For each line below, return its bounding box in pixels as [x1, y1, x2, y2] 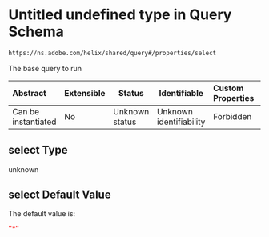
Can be [12, 106, 40, 117]
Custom [213, 82, 244, 94]
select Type [8, 143, 68, 157]
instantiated [12, 116, 57, 127]
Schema [8, 22, 64, 41]
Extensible [63, 87, 106, 98]
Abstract [12, 87, 46, 98]
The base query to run [8, 63, 82, 73]
